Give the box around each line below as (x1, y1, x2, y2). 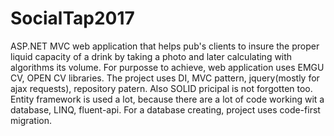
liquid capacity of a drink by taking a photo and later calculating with (10, 50, 293, 62)
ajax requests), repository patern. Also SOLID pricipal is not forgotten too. (10, 82, 313, 94)
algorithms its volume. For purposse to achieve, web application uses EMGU (10, 61, 325, 73)
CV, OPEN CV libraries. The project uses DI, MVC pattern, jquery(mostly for (10, 72, 320, 84)
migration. (10, 114, 53, 126)
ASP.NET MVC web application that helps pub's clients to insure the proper (10, 40, 320, 52)
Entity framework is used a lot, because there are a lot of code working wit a (10, 93, 325, 105)
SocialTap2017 (10, 7, 135, 30)
